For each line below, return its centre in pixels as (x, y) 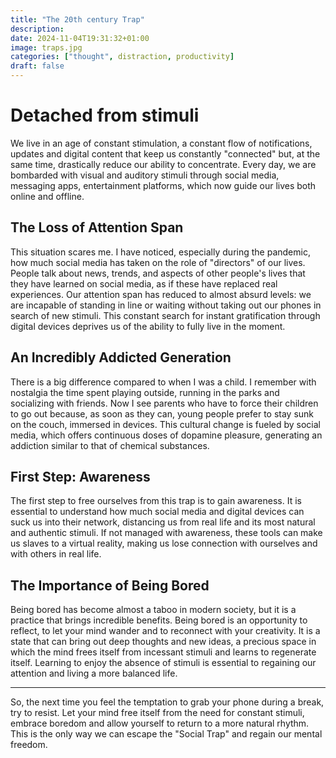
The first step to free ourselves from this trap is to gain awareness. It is (156, 501)
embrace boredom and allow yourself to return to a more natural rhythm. (160, 723)
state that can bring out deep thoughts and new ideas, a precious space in (163, 642)
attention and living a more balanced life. (94, 673)
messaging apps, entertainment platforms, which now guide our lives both (163, 185)
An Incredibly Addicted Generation (121, 357)
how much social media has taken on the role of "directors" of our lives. (158, 262)
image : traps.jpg (46, 47)
